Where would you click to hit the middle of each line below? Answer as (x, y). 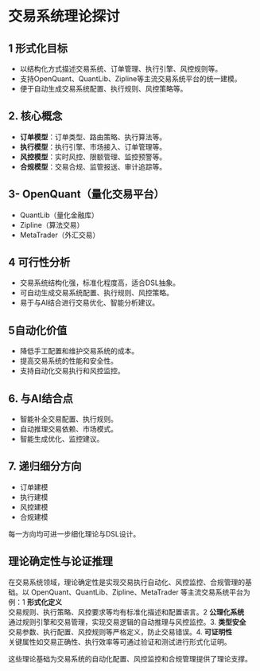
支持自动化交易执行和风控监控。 (72, 371)
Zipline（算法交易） (52, 224)
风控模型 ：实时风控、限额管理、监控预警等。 (93, 157)
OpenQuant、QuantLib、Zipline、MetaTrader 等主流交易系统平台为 (140, 592)
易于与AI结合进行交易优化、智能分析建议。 (89, 302)
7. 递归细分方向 (45, 466)
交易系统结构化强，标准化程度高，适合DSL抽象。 (100, 283)
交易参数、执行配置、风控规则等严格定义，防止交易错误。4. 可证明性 (120, 632)
